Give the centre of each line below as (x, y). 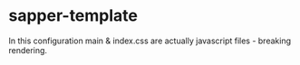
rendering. (28, 50)
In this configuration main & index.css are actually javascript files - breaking (150, 41)
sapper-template (73, 16)
